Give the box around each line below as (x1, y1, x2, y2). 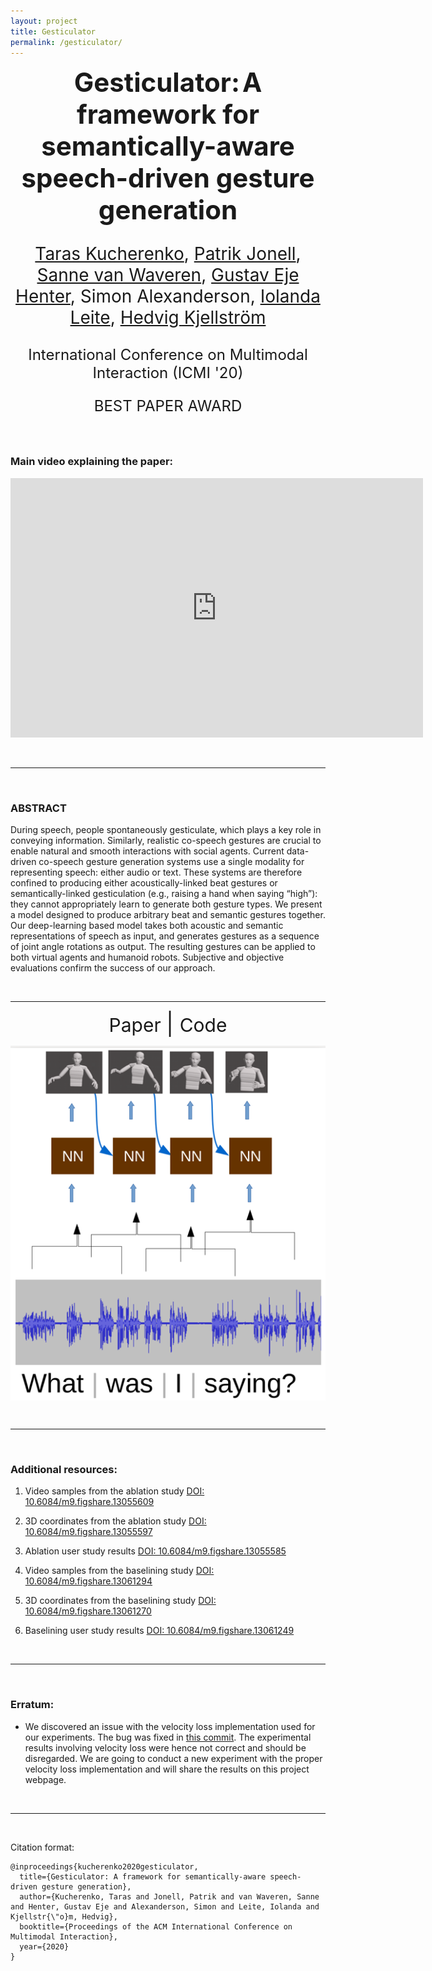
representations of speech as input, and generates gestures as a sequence (10, 930, 320, 942)
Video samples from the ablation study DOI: (24, 1485, 205, 1497)
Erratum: (10, 1698, 55, 1712)
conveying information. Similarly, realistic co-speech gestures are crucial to (10, 834, 322, 846)
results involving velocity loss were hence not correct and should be (24, 1741, 307, 1754)
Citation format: (10, 1841, 75, 1853)
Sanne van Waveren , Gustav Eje (36, 264, 300, 287)
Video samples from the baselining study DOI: (24, 1565, 215, 1577)
